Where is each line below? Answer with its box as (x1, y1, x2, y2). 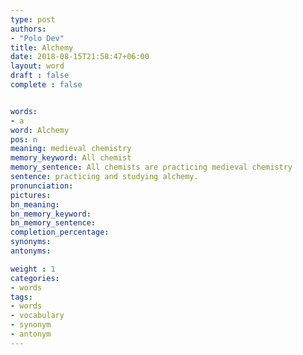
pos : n (10, 134, 38, 145)
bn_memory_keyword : (10, 209, 92, 219)
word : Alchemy (10, 125, 70, 135)
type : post (10, 14, 56, 25)
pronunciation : (10, 181, 74, 191)
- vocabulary (10, 311, 65, 321)
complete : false (10, 80, 83, 90)
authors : (10, 24, 47, 34)
